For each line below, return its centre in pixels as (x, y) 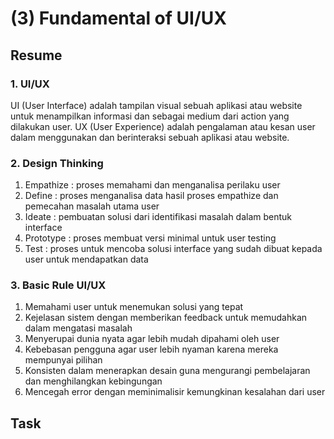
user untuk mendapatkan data (86, 259)
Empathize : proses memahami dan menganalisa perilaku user (152, 185)
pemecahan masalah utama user (92, 206)
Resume (36, 55)
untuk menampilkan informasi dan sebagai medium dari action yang (150, 116)
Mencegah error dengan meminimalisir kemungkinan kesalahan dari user (175, 392)
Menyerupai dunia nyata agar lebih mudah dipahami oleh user (152, 339)
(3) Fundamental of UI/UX (118, 18)
